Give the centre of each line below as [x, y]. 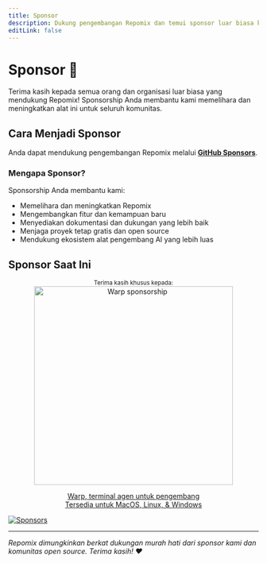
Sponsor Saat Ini [50, 264]
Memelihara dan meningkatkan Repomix [85, 206]
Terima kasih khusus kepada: [133, 283]
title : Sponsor [33, 15]
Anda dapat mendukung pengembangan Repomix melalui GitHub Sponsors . [133, 153]
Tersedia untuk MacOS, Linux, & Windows [133, 504]
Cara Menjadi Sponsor [65, 133]
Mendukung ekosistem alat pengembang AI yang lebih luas [116, 240]
